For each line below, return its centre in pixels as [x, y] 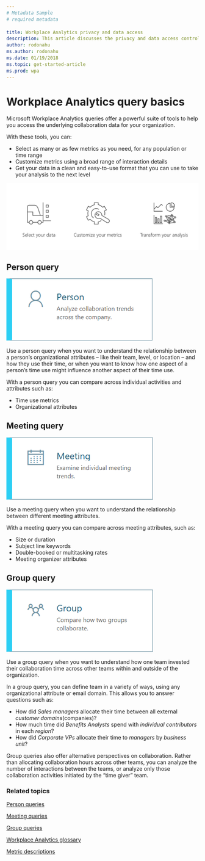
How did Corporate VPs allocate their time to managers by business [101, 737]
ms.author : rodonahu [33, 52]
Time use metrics [37, 400]
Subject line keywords [43, 546]
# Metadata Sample [30, 13]
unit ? [21, 744]
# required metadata [33, 19]
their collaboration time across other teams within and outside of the [92, 668]
